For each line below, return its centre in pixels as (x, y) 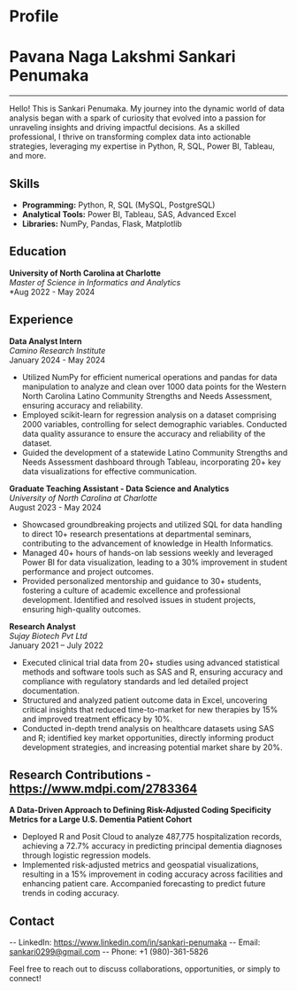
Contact (32, 921)
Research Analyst (43, 626)
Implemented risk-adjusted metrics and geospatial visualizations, (140, 865)
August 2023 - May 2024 (55, 507)
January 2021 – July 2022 (57, 645)
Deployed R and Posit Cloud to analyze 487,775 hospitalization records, (152, 837)
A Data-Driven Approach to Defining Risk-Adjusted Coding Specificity (141, 810)
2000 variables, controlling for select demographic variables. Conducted (154, 424)
